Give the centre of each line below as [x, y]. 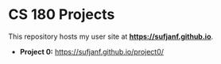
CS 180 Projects [62, 15]
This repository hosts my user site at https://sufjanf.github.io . [111, 36]
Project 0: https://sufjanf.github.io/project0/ [92, 51]
